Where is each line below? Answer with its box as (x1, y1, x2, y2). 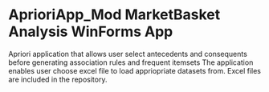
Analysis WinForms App (8, 22, 173, 41)
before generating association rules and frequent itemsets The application (8, 58, 254, 67)
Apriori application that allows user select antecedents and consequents (8, 49, 247, 58)
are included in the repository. (8, 74, 108, 84)
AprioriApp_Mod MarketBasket (8, 6, 221, 24)
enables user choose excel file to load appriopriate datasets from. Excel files (8, 66, 261, 75)
